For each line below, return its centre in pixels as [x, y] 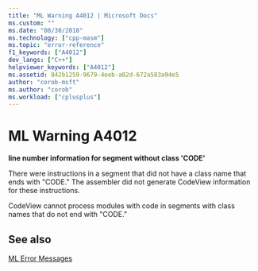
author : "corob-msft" [44, 82]
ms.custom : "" [32, 23]
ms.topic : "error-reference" [56, 45]
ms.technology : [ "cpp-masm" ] [56, 38]
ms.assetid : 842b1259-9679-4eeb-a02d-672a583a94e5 [94, 75]
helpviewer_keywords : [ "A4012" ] [62, 68]
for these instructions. [44, 191]
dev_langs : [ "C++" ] [40, 60]
